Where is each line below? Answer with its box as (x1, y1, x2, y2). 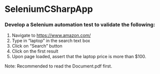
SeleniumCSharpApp (4, 3, 93, 15)
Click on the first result (11, 48, 58, 54)
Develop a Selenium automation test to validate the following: (4, 21, 156, 28)
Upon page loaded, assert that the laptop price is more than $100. (11, 54, 147, 60)
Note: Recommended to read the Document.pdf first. (4, 63, 112, 69)
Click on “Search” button (11, 43, 63, 49)
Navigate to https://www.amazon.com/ (11, 32, 91, 38)
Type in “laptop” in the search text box (11, 38, 90, 44)
